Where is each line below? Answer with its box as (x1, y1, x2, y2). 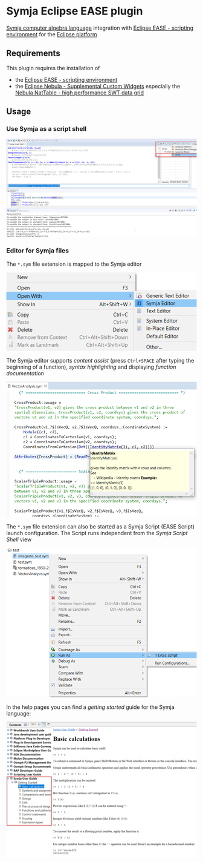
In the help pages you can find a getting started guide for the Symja (6, 703, 175, 711)
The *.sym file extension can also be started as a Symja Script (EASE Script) (6, 522, 195, 530)
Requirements (6, 48, 60, 59)
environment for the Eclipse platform (6, 30, 97, 38)
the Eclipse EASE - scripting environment (14, 76, 118, 83)
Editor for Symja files (6, 246, 69, 255)
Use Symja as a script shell (6, 125, 87, 133)
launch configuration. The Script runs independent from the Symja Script (6, 529, 188, 536)
